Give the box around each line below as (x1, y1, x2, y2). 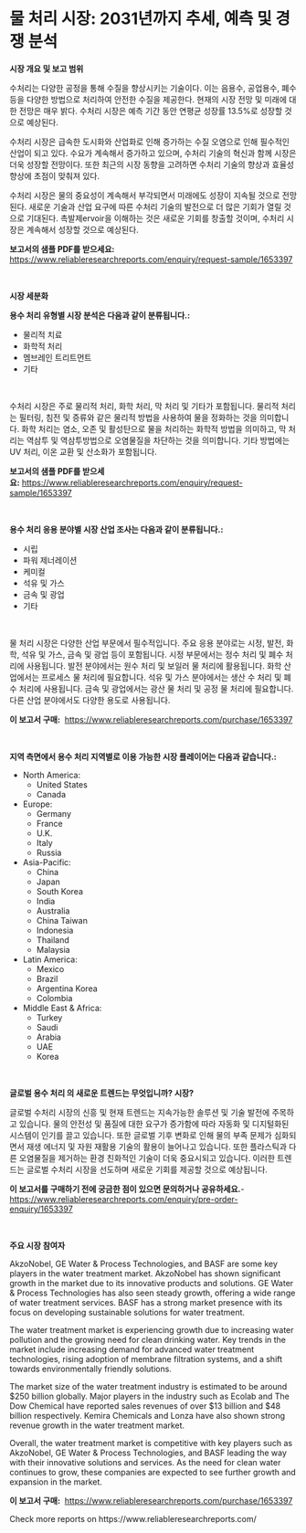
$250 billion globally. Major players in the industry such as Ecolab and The (9, 1390, 290, 1401)
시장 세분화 (9, 290, 48, 301)
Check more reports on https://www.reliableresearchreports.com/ (9, 1513, 258, 1524)
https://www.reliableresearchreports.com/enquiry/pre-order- (9, 1193, 238, 1204)
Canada (36, 788, 67, 799)
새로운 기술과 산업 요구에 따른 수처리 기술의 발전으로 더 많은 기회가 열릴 (28, 201, 282, 212)
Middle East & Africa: (22, 1002, 102, 1013)
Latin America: (22, 954, 78, 965)
